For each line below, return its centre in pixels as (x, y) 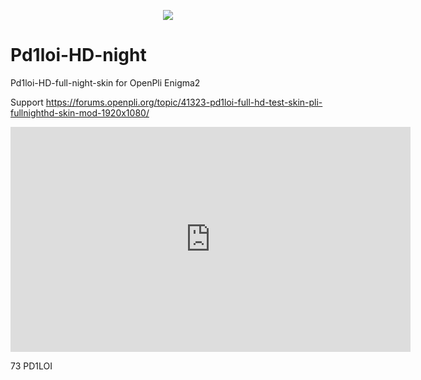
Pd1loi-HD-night (78, 55)
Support (27, 102)
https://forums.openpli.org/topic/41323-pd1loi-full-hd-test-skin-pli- (184, 102)
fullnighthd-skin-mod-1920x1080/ (80, 112)
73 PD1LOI (31, 366)
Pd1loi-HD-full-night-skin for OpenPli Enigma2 (105, 82)
